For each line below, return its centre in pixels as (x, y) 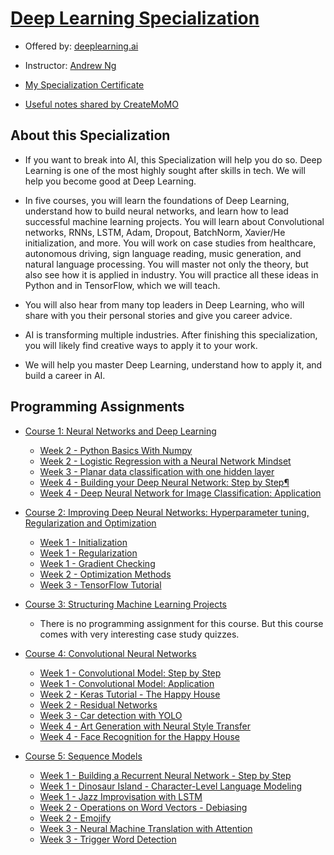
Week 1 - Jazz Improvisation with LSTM (121, 796)
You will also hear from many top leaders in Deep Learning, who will (164, 304)
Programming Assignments (97, 407)
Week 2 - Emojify (75, 818)
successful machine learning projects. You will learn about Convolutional (174, 221)
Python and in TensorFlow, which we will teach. (122, 285)
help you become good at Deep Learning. (110, 181)
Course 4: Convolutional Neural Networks (110, 653)
